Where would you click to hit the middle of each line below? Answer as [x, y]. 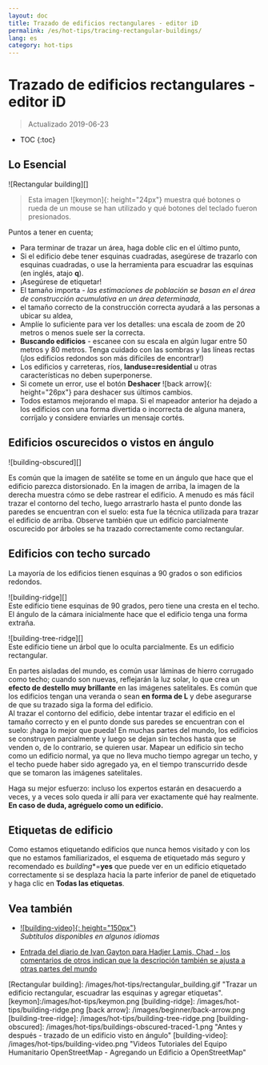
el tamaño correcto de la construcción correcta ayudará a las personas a [140, 307]
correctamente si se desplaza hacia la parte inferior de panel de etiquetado [132, 875]
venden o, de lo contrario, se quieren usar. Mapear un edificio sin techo [126, 747]
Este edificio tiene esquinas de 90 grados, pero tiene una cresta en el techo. [134, 606]
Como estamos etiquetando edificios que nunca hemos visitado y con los [129, 850]
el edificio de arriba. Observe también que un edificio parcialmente [118, 520]
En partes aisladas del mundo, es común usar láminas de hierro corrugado [131, 671]
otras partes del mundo [58, 969]
